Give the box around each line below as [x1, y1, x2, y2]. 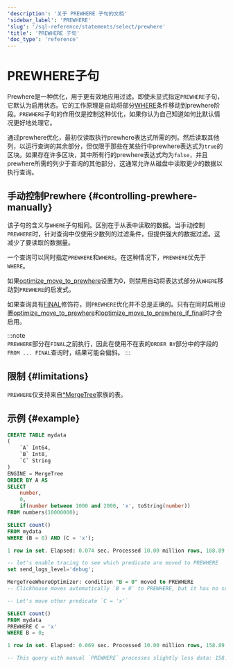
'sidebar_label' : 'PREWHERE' [7, 17, 92, 24]
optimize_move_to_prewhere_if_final [100, 309, 205, 317]
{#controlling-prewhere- [87, 190, 198, 202]
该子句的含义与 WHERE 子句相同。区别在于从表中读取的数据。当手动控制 [7, 220, 205, 229]
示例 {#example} [7, 413, 80, 425]
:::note [7, 331, 26, 339]
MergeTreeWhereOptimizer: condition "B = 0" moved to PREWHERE [7, 578, 194, 586]
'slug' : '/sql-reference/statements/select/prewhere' [7, 23, 166, 30]
